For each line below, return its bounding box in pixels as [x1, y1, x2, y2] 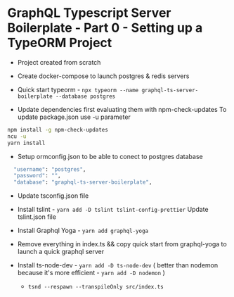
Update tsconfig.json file [17, 191, 89, 200]
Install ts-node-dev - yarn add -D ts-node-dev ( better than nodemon [17, 261, 219, 270]
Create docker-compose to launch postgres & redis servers [17, 72, 190, 80]
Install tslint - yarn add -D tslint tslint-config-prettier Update [17, 206, 209, 214]
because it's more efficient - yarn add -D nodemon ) [17, 269, 165, 277]
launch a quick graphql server [17, 248, 105, 256]
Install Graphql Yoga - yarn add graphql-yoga [17, 227, 149, 235]
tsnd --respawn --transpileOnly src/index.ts [27, 284, 164, 291]
